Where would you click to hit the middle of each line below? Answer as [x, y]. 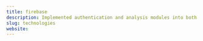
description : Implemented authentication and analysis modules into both [102, 17]
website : [17, 29]
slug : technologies [31, 23]
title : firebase [27, 12]
